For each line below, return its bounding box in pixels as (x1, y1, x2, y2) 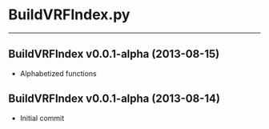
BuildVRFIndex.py (8, 6, 130, 24)
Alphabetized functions (19, 68, 98, 78)
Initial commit (19, 113, 65, 123)
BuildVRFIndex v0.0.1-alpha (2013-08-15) (8, 47, 220, 61)
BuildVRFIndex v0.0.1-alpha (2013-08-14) (8, 92, 220, 106)
